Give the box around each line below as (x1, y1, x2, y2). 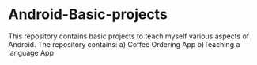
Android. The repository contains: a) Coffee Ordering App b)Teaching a (8, 39, 240, 49)
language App (8, 48, 54, 57)
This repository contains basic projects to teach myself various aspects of (8, 31, 250, 41)
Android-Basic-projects (8, 5, 168, 23)
